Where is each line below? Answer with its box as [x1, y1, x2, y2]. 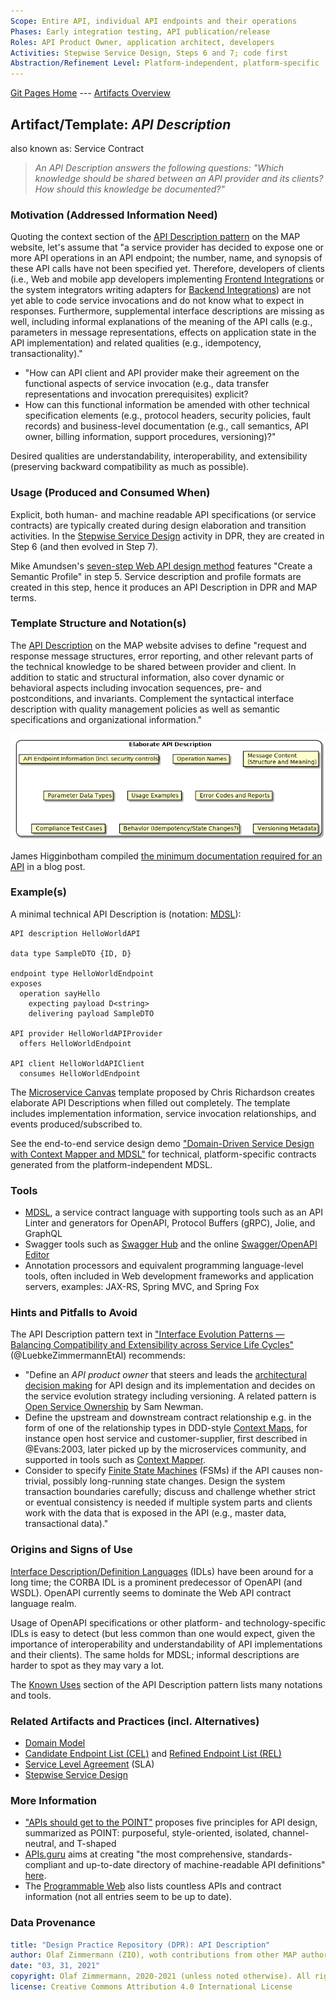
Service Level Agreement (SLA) [24, 1758, 155, 1770]
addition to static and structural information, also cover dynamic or [10, 671, 285, 683]
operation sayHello [19, 988, 101, 999]
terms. [10, 591, 37, 604]
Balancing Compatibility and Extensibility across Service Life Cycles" [10, 1339, 295, 1351]
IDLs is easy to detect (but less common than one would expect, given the [10, 1627, 316, 1639]
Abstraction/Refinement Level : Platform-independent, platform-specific [10, 58, 320, 69]
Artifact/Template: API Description [10, 116, 232, 133]
